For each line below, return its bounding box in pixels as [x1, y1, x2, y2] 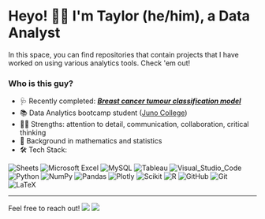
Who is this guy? [8, 78, 73, 89]
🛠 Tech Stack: [19, 145, 68, 154]
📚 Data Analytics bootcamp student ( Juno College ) [19, 108, 188, 117]
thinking [19, 128, 47, 137]
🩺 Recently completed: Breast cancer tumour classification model [19, 96, 242, 106]
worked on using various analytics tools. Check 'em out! [8, 58, 191, 68]
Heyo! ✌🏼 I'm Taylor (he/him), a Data [8, 7, 251, 25]
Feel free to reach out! [8, 204, 80, 213]
